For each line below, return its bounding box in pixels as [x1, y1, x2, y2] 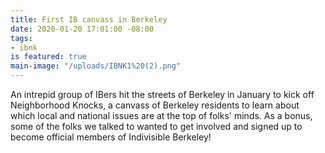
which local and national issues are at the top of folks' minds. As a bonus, [10, 110, 313, 121]
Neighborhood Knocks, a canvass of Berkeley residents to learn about [10, 99, 300, 111]
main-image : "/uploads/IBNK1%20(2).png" [10, 61, 182, 71]
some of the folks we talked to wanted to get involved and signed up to [10, 121, 303, 132]
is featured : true [10, 52, 87, 62]
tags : [10, 33, 33, 43]
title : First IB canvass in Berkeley [10, 14, 168, 25]
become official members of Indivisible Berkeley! [10, 131, 212, 143]
